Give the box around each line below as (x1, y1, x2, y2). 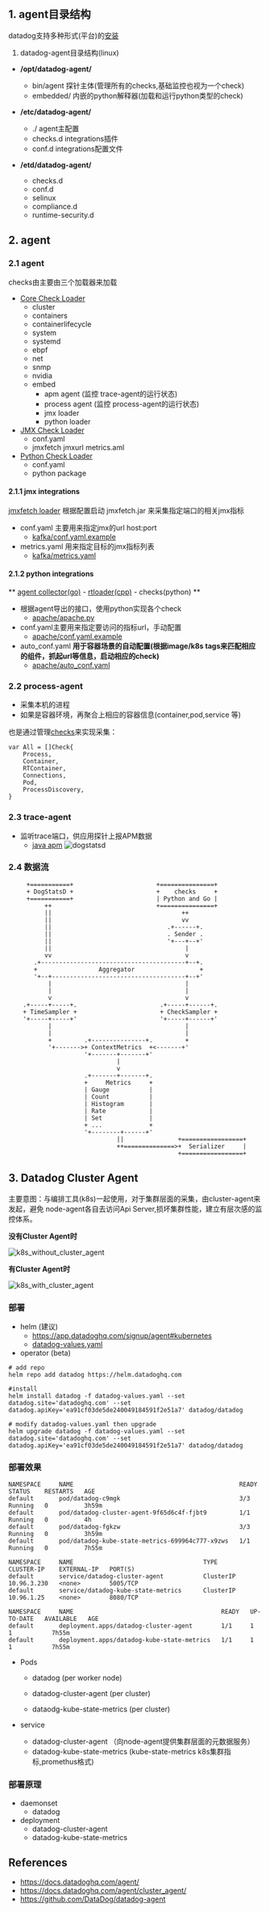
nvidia (31, 370, 52, 380)
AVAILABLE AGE (44, 1615, 99, 1623)
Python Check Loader (19, 451, 93, 461)
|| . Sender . (44, 930, 204, 938)
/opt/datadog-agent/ (19, 64, 92, 74)
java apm (31, 840, 63, 850)
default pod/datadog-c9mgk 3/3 (8, 1495, 251, 1503)
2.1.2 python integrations (8, 569, 94, 579)
